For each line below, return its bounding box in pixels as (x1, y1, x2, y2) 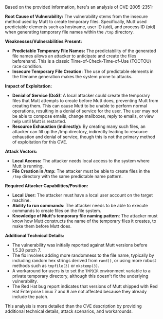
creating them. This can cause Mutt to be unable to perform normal (12, 103, 147, 108)
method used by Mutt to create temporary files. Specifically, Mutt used (5, 19, 147, 24)
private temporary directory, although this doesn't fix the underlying (12, 273, 148, 279)
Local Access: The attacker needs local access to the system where (12, 158, 150, 163)
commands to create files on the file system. (12, 208, 101, 213)
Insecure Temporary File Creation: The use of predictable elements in (12, 69, 154, 74)
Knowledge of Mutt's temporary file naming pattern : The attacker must (12, 213, 158, 218)
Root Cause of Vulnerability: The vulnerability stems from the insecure (5, 14, 148, 19)
